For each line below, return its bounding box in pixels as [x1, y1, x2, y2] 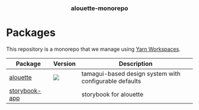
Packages [6, 26, 56, 40]
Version [53, 59, 76, 67]
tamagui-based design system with [81, 69, 181, 77]
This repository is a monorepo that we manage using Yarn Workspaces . [6, 46, 181, 53]
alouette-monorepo [70, 4, 129, 12]
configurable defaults [81, 77, 141, 85]
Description [118, 59, 153, 67]
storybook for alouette [81, 90, 144, 98]
